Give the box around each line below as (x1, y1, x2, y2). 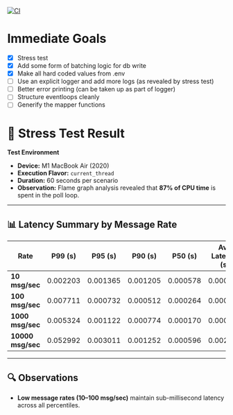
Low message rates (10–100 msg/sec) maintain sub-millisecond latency (17, 394, 225, 402)
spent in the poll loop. (17, 191, 80, 200)
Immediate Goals (7, 31, 107, 46)
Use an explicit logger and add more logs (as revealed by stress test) (17, 77, 214, 86)
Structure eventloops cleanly (17, 93, 100, 101)
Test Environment (7, 148, 60, 157)
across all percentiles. (17, 400, 80, 409)
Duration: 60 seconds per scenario (17, 177, 119, 185)
